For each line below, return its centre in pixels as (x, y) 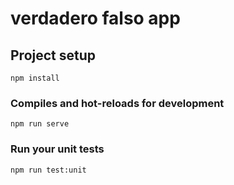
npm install (35, 78)
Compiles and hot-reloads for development (117, 103)
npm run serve (40, 124)
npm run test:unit (48, 170)
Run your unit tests (57, 149)
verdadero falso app (95, 18)
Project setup (53, 55)
